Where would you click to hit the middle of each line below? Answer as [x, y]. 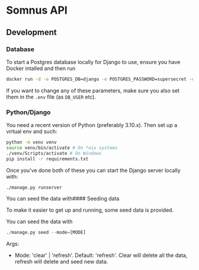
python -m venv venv [32, 142]
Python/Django [28, 112]
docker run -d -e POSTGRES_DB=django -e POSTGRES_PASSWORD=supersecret [96, 79]
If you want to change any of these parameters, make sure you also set [93, 90]
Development [32, 32]
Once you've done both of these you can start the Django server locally [93, 170]
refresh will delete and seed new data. [61, 262]
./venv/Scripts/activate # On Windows [54, 153]
